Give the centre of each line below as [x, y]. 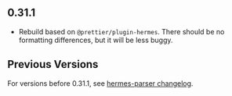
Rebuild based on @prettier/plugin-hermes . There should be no [121, 31]
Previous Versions [53, 64]
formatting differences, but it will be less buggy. [96, 40]
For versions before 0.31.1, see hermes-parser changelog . [100, 83]
